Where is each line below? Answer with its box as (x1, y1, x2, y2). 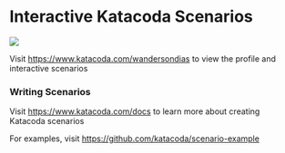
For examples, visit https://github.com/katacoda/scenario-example (9, 133, 260, 144)
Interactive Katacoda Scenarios (9, 6, 253, 27)
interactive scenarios (9, 62, 88, 73)
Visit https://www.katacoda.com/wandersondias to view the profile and (9, 53, 276, 64)
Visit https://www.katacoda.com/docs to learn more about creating (9, 106, 260, 117)
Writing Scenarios (9, 85, 91, 98)
